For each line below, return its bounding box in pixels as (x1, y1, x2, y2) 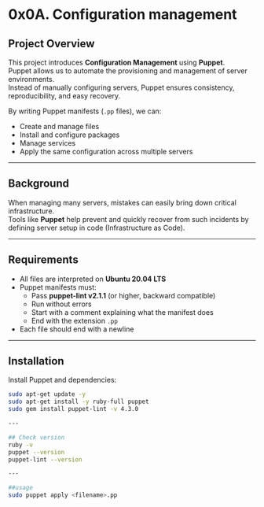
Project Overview (8, 37, 95, 50)
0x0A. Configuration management (8, 6, 237, 24)
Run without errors (31, 299, 92, 309)
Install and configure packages (19, 130, 120, 139)
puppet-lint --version (8, 455, 82, 464)
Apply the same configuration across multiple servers (19, 147, 193, 156)
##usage (8, 484, 34, 492)
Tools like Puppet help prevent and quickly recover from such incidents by (8, 214, 249, 224)
